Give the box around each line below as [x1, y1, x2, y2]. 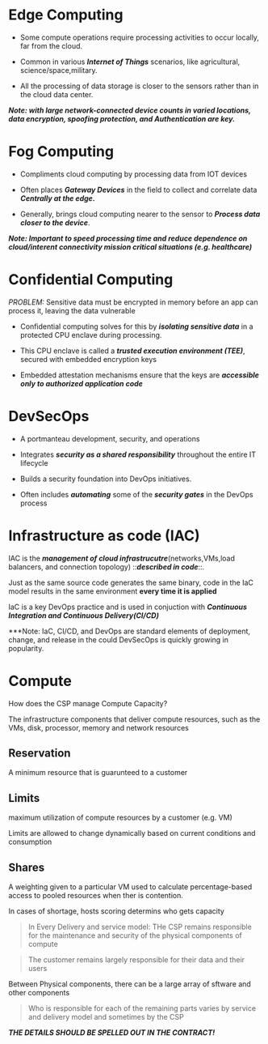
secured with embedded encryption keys [19, 354, 157, 364]
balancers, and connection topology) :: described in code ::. [8, 561, 205, 572]
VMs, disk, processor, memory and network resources [8, 722, 190, 732]
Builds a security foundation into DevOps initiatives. [19, 474, 192, 484]
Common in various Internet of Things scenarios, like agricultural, [19, 57, 241, 66]
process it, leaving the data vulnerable [8, 305, 136, 315]
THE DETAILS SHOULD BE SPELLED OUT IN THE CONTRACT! [8, 1028, 216, 1038]
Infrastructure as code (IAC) [8, 526, 200, 544]
